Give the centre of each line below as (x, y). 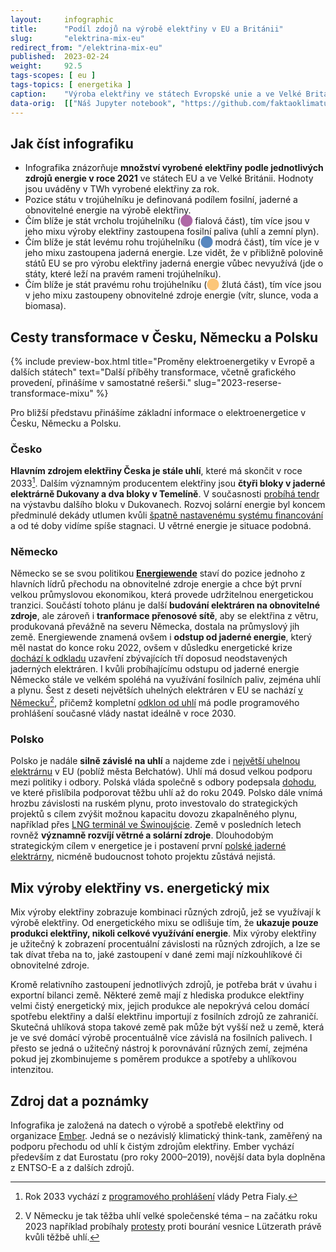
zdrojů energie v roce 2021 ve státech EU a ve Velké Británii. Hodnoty (169, 178)
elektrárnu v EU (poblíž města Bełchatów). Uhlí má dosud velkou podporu (161, 772)
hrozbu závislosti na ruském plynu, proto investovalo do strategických (154, 803)
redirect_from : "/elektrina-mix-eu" (86, 47)
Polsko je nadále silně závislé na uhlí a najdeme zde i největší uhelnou (155, 761)
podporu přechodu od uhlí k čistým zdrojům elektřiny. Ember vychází (152, 1146)
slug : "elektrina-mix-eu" (77, 38)
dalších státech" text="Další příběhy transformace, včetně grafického (153, 372)
